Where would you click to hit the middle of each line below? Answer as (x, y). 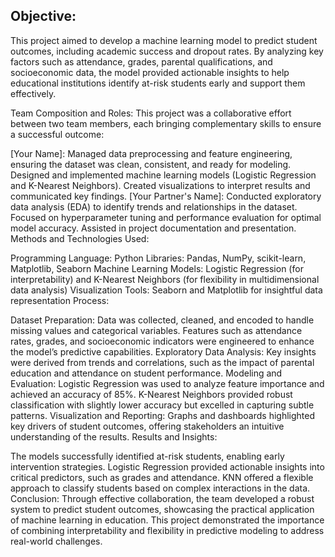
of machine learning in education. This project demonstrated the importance (167, 520)
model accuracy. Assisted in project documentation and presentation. (153, 228)
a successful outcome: (57, 134)
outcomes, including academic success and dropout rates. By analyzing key (167, 51)
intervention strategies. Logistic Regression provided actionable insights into (167, 466)
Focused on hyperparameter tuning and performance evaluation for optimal (166, 217)
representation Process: (60, 300)
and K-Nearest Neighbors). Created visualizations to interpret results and (160, 185)
